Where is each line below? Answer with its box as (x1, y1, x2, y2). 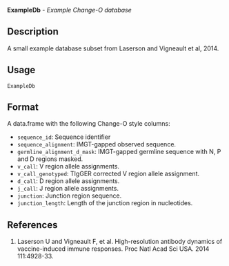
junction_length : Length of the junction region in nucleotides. (17, 199, 193, 207)
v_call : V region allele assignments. (17, 162, 119, 171)
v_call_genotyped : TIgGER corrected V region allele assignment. (17, 169, 200, 178)
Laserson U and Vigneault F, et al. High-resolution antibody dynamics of (17, 238, 223, 246)
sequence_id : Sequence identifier (17, 133, 111, 141)
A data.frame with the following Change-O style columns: (7, 120, 170, 128)
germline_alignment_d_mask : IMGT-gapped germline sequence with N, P (17, 148, 221, 156)
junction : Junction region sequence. (17, 191, 122, 200)
